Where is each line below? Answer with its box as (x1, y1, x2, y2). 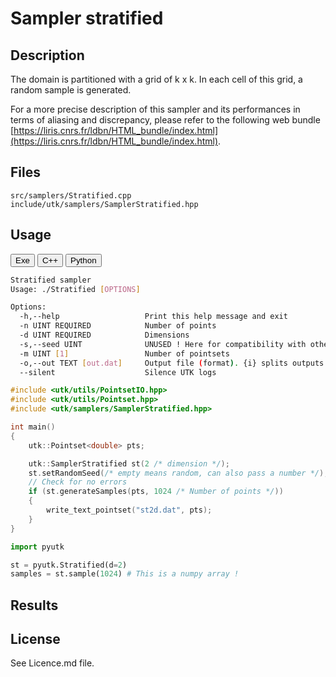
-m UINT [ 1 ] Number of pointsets (19, 348, 230, 359)
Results (10, 597, 59, 614)
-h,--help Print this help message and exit (19, 312, 288, 322)
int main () (10, 422, 56, 432)
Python (70, 255, 97, 266)
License (10, 631, 61, 648)
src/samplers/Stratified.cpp (10, 190, 132, 201)
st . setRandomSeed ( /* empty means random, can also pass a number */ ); (28, 468, 329, 478)
